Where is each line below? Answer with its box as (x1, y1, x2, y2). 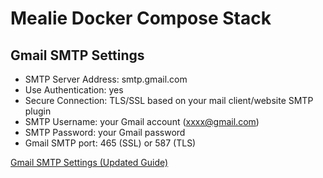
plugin (24, 105, 52, 117)
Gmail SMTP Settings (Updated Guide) (10, 157, 169, 168)
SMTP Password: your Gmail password (24, 127, 186, 138)
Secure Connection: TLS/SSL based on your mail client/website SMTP (24, 95, 314, 106)
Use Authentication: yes (24, 84, 124, 96)
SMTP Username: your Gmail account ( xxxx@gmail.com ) (24, 116, 260, 127)
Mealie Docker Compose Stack (10, 7, 272, 30)
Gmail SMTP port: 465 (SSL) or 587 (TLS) (24, 137, 197, 149)
